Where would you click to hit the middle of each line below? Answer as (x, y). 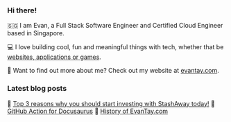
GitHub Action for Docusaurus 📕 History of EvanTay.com (88, 111)
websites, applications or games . (54, 57)
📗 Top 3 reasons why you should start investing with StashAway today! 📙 (111, 103)
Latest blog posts (37, 89)
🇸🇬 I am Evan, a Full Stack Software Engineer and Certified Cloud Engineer (115, 26)
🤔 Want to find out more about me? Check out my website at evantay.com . (113, 71)
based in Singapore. (36, 33)
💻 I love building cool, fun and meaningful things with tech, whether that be (115, 47)
